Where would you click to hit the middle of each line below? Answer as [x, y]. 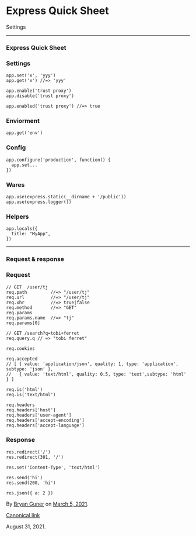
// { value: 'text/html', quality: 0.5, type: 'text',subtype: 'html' [96, 374]
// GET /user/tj [27, 287]
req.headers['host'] [31, 410]
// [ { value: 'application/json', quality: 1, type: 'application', [92, 364]
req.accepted [22, 359]
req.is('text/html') [31, 394]
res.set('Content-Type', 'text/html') [53, 467]
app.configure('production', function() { [58, 160]
